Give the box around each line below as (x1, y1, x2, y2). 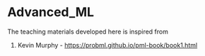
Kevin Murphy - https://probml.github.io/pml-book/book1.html (17, 41, 198, 49)
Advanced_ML (7, 4, 94, 20)
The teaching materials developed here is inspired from (7, 27, 168, 36)
